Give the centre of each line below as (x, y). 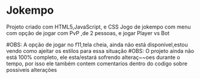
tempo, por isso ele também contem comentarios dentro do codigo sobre (97, 64)
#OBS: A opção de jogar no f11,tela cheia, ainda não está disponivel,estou (97, 45)
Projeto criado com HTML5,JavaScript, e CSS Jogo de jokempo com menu (98, 27)
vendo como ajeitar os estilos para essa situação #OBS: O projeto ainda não (100, 50)
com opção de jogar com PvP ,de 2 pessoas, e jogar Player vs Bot (88, 33)
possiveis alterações (32, 69)
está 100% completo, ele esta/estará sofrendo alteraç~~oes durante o (93, 57)
